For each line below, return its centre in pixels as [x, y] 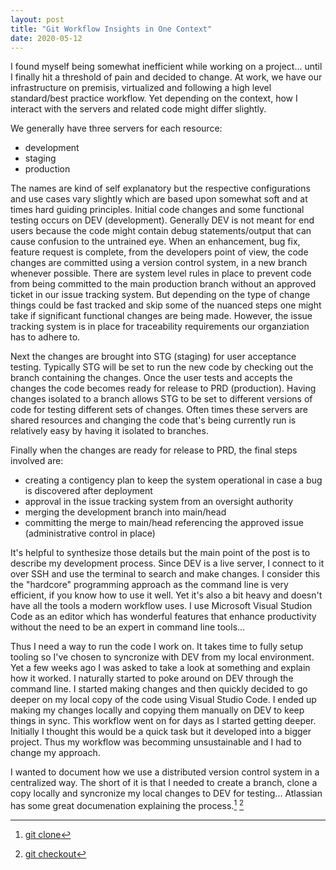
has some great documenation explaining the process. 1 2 [127, 805]
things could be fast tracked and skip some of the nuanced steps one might [166, 305]
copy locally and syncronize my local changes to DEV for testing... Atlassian [166, 793]
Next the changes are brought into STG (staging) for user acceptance [153, 357]
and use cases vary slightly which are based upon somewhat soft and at [159, 199]
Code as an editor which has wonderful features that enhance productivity [163, 617]
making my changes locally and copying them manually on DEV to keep [157, 710]
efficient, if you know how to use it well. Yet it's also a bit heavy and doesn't [166, 595]
